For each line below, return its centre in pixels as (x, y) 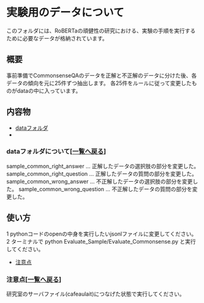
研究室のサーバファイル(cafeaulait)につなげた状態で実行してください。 (96, 294)
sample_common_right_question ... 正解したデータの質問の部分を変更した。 (102, 174)
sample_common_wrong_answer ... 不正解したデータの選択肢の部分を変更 (100, 181)
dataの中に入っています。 (49, 91)
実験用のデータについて (65, 13)
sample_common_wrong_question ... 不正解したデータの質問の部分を (105, 189)
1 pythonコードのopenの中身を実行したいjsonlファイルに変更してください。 (102, 234)
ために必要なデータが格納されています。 (57, 38)
